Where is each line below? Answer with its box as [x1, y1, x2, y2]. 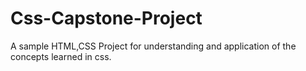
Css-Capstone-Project [10, 7, 203, 30]
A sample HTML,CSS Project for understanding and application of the [10, 40, 297, 52]
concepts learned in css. [10, 50, 112, 62]
